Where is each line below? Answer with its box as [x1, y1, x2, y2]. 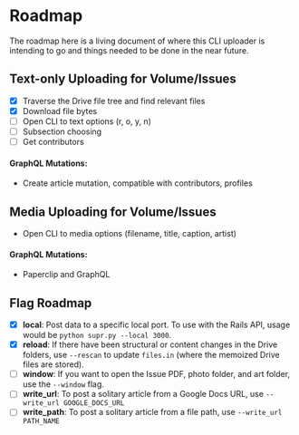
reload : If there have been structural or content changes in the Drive [22, 339, 278, 350]
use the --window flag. [22, 379, 104, 390]
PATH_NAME [22, 417, 61, 426]
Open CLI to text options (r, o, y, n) [22, 115, 152, 127]
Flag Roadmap [9, 295, 92, 311]
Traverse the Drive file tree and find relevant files [22, 95, 206, 106]
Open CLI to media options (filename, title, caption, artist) [22, 228, 237, 239]
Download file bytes [22, 105, 98, 116]
